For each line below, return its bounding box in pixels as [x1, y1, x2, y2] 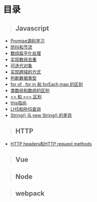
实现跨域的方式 [10, 69, 41, 74]
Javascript [15, 24, 49, 32]
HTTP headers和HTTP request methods [10, 140, 92, 146]
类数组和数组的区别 [10, 87, 50, 93]
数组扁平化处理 [10, 50, 41, 56]
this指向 [10, 100, 27, 106]
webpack [15, 189, 45, 198]
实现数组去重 [10, 57, 37, 62]
